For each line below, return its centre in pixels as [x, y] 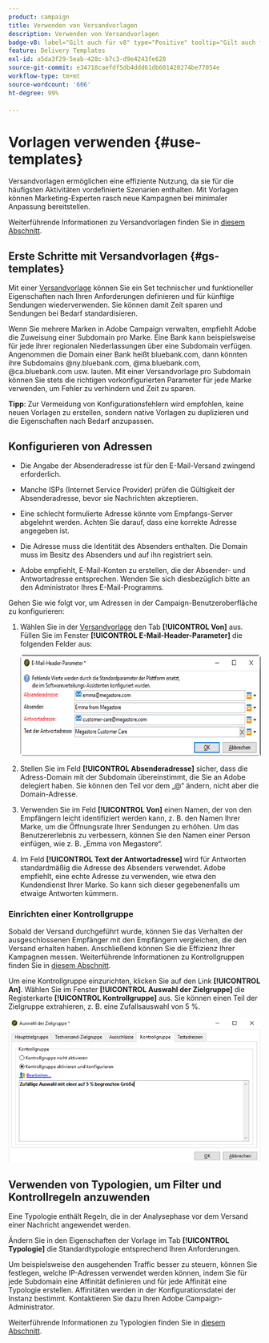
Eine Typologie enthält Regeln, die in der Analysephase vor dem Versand [128, 1216]
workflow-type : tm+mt [44, 76]
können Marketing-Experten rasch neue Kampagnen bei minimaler [118, 198]
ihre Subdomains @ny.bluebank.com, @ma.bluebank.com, [105, 363]
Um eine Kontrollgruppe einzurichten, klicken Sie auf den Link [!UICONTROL [134, 981]
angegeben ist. [44, 530]
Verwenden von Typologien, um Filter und [115, 1185]
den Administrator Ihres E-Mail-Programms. [92, 587]
